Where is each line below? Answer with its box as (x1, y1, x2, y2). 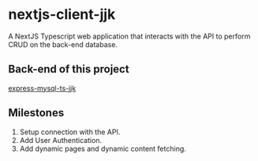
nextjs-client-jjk (8, 5, 116, 24)
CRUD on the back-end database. (8, 39, 118, 49)
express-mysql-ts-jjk (8, 83, 77, 93)
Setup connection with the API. (19, 127, 121, 137)
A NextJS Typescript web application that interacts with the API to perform (8, 31, 251, 41)
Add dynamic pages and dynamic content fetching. (19, 144, 187, 153)
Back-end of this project (8, 63, 129, 76)
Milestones (8, 106, 65, 119)
